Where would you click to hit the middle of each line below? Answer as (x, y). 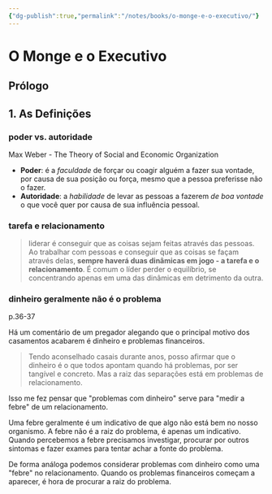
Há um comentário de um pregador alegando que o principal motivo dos (129, 332)
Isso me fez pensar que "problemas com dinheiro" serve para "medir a (127, 398)
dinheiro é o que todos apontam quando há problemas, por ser (133, 366)
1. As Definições (50, 113)
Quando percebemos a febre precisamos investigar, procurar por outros (129, 440)
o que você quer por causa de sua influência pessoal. (110, 205)
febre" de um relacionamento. (58, 407)
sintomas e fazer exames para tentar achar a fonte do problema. (116, 448)
